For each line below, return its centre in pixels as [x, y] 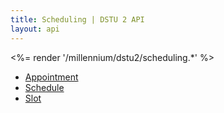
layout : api [35, 29]
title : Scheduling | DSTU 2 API [77, 19]
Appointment [51, 77]
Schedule [44, 87]
